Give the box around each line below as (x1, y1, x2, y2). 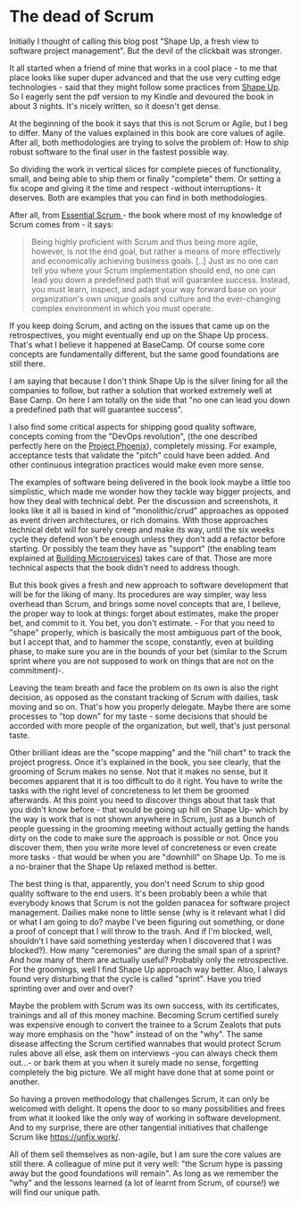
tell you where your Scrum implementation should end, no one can (30, 265, 276, 275)
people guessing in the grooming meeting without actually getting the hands (9, 822, 290, 833)
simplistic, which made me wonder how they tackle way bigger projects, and (9, 485, 291, 497)
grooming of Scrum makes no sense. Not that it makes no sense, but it (9, 766, 268, 777)
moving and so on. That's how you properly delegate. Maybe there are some (9, 701, 291, 712)
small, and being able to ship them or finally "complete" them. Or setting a (9, 173, 281, 184)
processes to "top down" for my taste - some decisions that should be (9, 711, 268, 721)
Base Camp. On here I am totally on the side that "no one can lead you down (9, 394, 290, 405)
